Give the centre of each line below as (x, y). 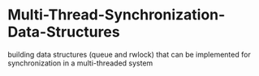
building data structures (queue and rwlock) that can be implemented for (129, 54)
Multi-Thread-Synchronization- (117, 15)
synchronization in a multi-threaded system (80, 63)
